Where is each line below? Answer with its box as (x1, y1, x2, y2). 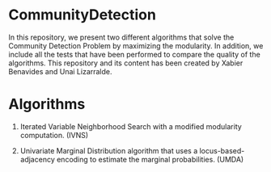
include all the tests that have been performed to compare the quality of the (8, 49, 260, 59)
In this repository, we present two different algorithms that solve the (8, 32, 235, 42)
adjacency (19, 154, 55, 164)
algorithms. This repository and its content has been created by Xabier (8, 58, 243, 68)
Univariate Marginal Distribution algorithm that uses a (19, 145, 198, 155)
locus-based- (199, 145, 245, 155)
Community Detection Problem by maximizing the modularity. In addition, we (8, 40, 264, 50)
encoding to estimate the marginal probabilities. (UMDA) (56, 154, 244, 164)
